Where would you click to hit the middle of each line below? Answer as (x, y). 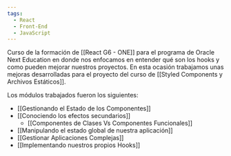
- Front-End (31, 26)
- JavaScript (32, 33)
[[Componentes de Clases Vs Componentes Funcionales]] (110, 123)
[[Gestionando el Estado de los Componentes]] (84, 108)
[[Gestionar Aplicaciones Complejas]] (70, 138)
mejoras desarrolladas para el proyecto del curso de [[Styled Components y (115, 75)
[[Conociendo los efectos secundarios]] (74, 116)
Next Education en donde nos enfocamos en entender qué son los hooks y (113, 60)
